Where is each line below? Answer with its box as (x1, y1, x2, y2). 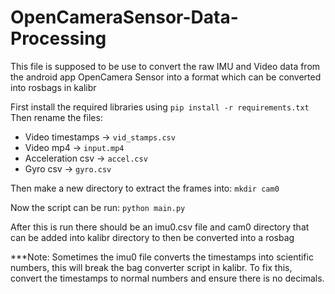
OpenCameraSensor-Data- (10, 6, 239, 29)
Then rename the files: (10, 111, 103, 123)
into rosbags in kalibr (10, 81, 97, 93)
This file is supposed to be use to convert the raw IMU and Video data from (10, 60, 321, 72)
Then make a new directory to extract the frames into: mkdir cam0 (10, 182, 280, 194)
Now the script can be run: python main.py (10, 201, 186, 213)
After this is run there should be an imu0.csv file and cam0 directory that (10, 221, 310, 233)
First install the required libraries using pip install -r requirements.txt (10, 101, 310, 113)
